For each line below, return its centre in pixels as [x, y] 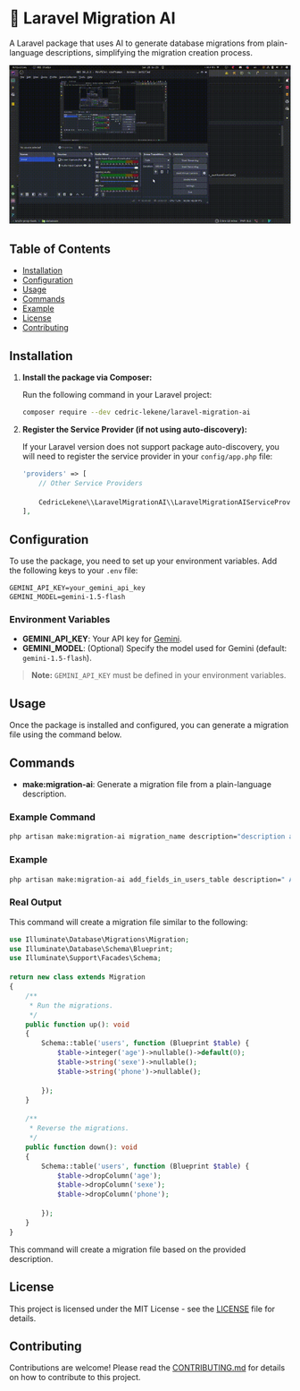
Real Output [36, 902]
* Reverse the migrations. [79, 1129]
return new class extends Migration [77, 977]
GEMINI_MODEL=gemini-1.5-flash [67, 597]
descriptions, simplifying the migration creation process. [149, 52]
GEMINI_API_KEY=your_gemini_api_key [77, 588]
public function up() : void [77, 1025]
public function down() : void [82, 1147]
